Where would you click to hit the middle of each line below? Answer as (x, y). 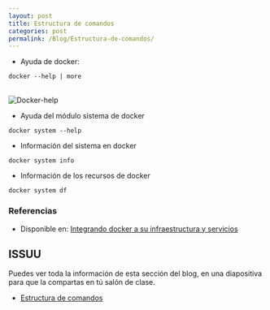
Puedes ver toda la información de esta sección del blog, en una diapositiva (135, 273)
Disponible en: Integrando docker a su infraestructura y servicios (129, 229)
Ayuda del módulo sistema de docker (82, 116)
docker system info (41, 161)
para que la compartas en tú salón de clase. (82, 282)
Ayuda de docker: (50, 62)
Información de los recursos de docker (85, 176)
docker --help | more (45, 77)
